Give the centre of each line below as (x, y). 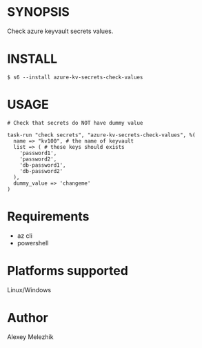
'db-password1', (43, 165)
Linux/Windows (29, 289)
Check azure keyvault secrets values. (60, 31)
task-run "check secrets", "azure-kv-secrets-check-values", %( (101, 135)
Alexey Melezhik (30, 337)
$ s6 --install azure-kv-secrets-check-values (75, 77)
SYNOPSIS (39, 12)
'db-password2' (41, 171)
